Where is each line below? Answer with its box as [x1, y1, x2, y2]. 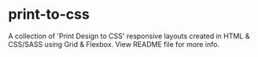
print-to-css [8, 5, 90, 23]
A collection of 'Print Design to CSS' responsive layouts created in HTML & [8, 31, 250, 41]
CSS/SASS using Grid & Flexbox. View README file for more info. [8, 39, 220, 48]
